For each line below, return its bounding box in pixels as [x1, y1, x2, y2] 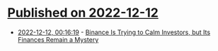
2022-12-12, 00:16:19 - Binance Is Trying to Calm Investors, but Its [17, 28, 211, 36]
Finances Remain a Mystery [17, 35, 99, 43]
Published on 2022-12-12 [7, 5, 159, 21]
